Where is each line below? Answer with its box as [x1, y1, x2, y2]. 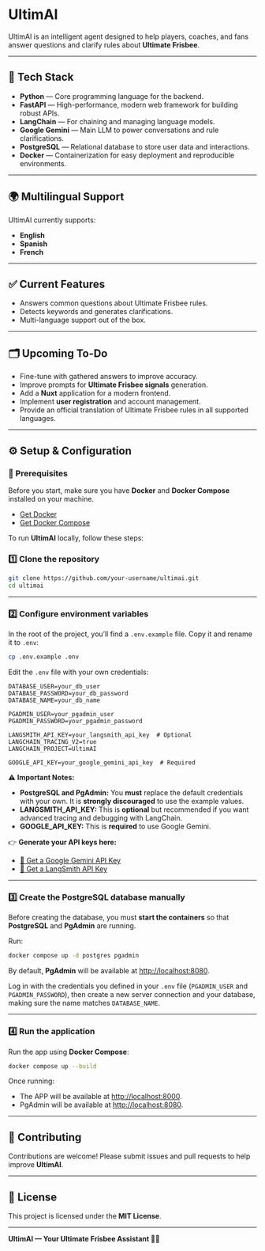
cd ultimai [8, 582, 44, 590]
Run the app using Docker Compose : [8, 1047, 129, 1056]
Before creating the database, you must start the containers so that [8, 912, 230, 923]
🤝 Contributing [8, 1130, 82, 1144]
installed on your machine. [8, 494, 95, 503]
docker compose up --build [8, 1062, 97, 1070]
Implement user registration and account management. [19, 397, 201, 407]
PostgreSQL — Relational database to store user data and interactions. [19, 142, 250, 151]
